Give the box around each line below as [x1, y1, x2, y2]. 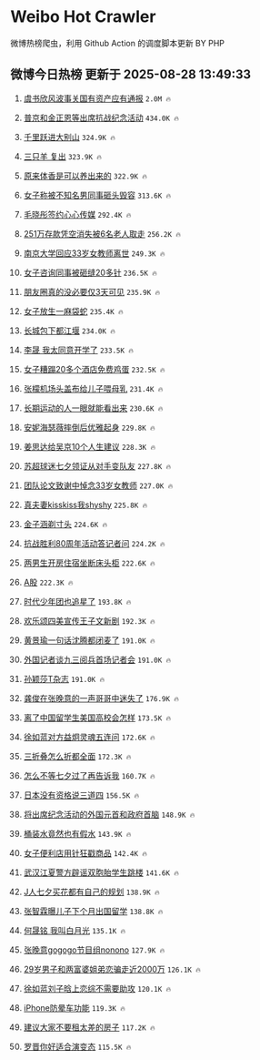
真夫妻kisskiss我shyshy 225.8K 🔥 [23, 499, 148, 510]
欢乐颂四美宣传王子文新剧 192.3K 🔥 [23, 615, 155, 626]
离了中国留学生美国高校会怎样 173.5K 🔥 [23, 712, 172, 723]
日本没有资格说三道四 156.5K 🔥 [23, 790, 140, 800]
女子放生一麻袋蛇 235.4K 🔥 [23, 305, 124, 316]
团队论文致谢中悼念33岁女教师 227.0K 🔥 [23, 480, 174, 491]
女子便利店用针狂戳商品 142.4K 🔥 [23, 847, 148, 858]
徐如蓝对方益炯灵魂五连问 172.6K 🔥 [23, 731, 155, 742]
